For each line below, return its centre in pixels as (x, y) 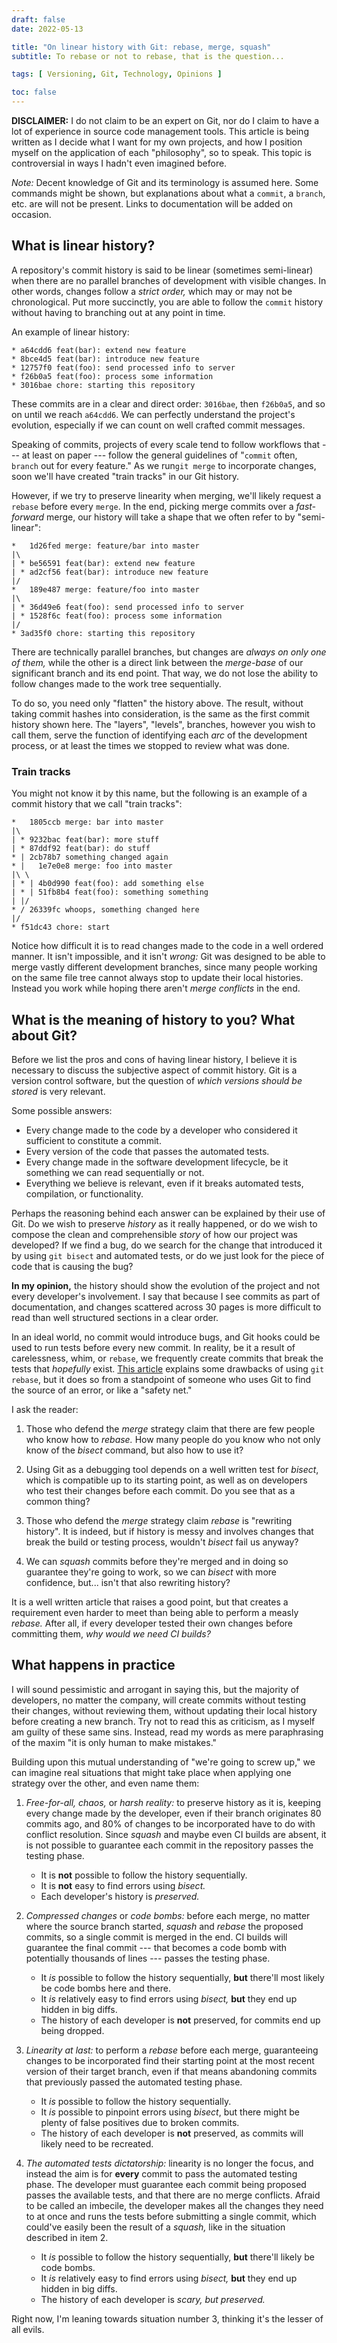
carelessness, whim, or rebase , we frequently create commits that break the (167, 1358)
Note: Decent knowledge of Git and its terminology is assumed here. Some (165, 182)
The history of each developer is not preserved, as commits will (172, 2133)
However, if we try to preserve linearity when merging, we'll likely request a (166, 495)
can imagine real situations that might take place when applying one (151, 1772)
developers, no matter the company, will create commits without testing (159, 1700)
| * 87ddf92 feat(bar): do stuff (81, 849)
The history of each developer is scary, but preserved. (153, 2299)
